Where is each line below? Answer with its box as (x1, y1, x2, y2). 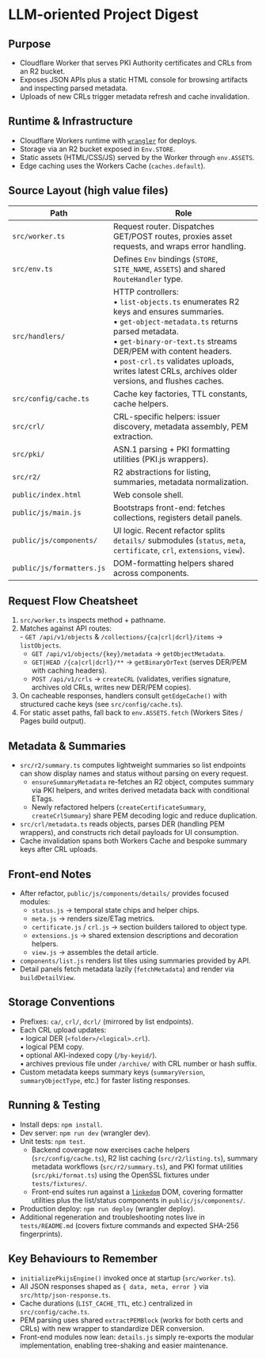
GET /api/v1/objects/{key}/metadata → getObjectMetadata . (31, 649, 226, 658)
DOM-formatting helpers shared (113, 557, 234, 568)
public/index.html (12, 490, 82, 499)
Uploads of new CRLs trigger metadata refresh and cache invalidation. (19, 92, 249, 101)
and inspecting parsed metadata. (19, 83, 128, 93)
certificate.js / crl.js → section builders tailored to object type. (31, 922, 248, 932)
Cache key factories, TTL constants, (113, 388, 248, 399)
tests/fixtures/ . (31, 1178, 88, 1188)
